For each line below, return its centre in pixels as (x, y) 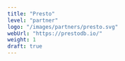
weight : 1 (22, 40)
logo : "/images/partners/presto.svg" (63, 27)
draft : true (25, 46)
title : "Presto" (31, 14)
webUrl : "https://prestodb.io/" (55, 33)
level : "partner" (33, 20)
